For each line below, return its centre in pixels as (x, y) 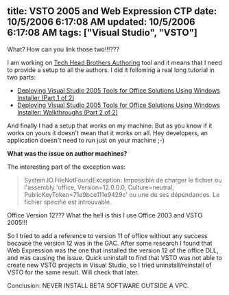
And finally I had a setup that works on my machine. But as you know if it (110, 126)
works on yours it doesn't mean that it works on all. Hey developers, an (107, 132)
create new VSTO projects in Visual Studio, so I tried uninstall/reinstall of (109, 265)
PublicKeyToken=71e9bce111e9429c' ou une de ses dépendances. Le (122, 194)
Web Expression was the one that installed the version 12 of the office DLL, (113, 250)
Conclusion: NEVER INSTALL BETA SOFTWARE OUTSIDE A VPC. (98, 285)
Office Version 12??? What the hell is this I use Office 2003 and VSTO (105, 215)
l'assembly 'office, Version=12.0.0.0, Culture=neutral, (99, 187)
